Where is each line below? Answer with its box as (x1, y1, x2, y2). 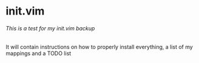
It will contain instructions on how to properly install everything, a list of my (5, 44, 194, 51)
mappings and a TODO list (5, 50, 72, 57)
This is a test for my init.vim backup (5, 24, 95, 31)
